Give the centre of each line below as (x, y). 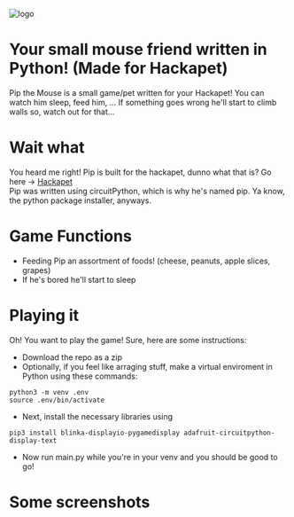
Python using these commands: (80, 376)
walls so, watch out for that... (62, 112)
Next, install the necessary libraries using (97, 416)
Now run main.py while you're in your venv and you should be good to (150, 457)
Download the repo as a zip (72, 357)
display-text (33, 440)
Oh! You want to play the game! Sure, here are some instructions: (128, 340)
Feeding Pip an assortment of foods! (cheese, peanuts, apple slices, (146, 261)
